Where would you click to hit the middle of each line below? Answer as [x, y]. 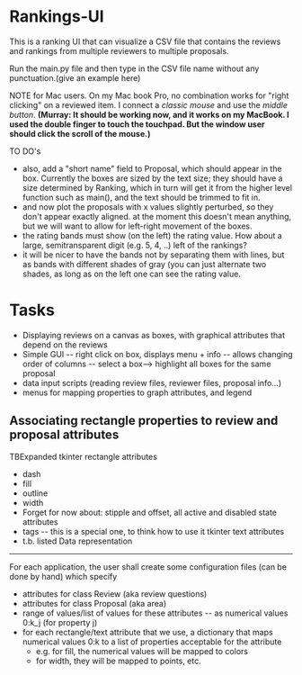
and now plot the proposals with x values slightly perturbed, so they [148, 207]
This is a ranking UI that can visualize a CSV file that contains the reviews [145, 41]
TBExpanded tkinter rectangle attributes [83, 456]
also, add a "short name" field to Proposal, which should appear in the [152, 168]
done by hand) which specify [63, 576]
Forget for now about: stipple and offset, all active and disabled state [149, 512]
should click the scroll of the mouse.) [80, 133]
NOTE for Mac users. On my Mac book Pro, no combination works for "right [149, 95]
